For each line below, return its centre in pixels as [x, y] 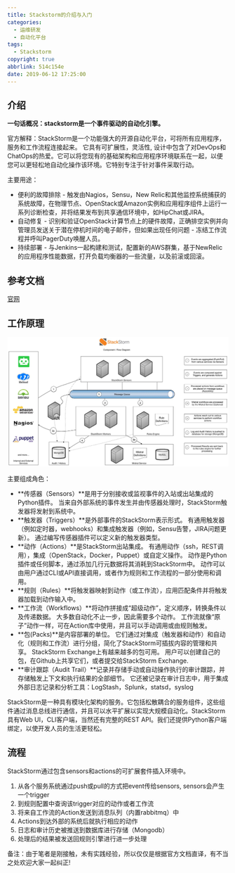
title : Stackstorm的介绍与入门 [50, 15]
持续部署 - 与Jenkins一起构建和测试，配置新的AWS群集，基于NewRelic [120, 248]
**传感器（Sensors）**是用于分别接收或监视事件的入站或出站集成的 [115, 493]
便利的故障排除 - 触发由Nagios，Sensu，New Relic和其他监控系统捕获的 [122, 195]
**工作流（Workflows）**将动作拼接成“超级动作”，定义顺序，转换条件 [119, 608]
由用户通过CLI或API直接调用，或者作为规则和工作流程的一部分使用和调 [120, 573]
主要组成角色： [29, 478]
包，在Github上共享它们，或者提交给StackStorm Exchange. [103, 661]
